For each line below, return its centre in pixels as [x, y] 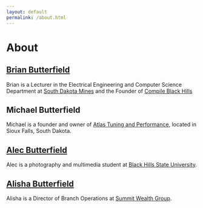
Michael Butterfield [43, 110]
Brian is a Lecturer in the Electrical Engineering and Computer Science [94, 84]
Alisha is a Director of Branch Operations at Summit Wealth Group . [89, 198]
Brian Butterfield [38, 70]
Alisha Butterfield [40, 183]
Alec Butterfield [37, 150]
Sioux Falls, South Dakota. [39, 131]
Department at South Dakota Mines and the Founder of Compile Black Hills [99, 91]
